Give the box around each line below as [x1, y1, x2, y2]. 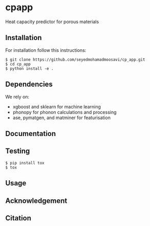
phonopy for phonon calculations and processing [12, 109, 117, 115]
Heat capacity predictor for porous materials [5, 18, 99, 25]
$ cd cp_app [5, 61, 31, 67]
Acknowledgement [5, 196, 68, 205]
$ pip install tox [5, 160, 45, 165]
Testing [5, 147, 30, 156]
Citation [5, 214, 32, 222]
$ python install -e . [5, 66, 54, 71]
